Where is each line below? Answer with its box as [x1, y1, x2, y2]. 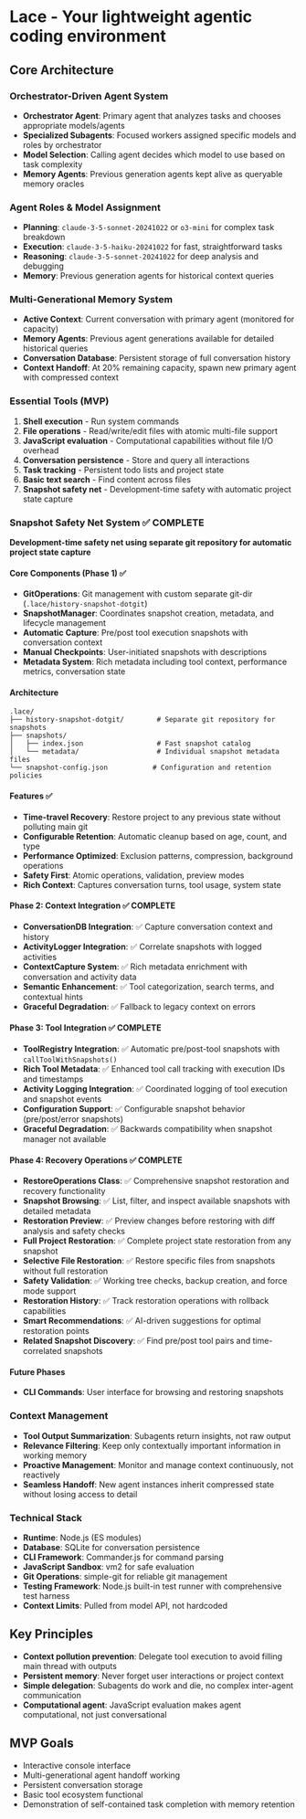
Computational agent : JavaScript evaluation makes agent [22, 1699, 242, 1710]
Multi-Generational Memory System [9, 293, 174, 306]
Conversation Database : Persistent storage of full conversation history [22, 353, 290, 364]
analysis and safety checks [22, 1226, 126, 1237]
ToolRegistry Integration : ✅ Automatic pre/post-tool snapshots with [22, 1043, 280, 1054]
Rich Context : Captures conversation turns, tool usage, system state [22, 879, 281, 890]
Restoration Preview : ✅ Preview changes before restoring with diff [22, 1215, 276, 1226]
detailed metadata [22, 1206, 91, 1217]
